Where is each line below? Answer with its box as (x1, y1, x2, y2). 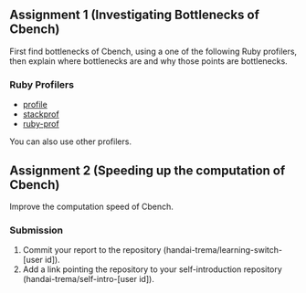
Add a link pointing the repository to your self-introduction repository (22, 264, 283, 275)
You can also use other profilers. (9, 136, 132, 147)
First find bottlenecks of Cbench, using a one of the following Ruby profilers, (9, 46, 298, 57)
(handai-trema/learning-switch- (163, 245, 283, 256)
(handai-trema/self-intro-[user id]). (22, 274, 155, 285)
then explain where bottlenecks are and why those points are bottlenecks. (9, 55, 288, 67)
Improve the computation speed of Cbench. (9, 201, 174, 212)
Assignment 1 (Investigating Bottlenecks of (9, 7, 260, 23)
